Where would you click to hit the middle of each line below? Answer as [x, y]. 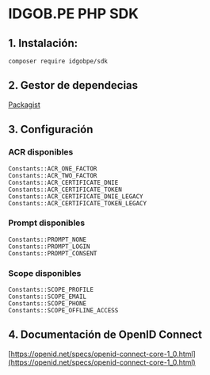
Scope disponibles [45, 273]
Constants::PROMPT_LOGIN [49, 247]
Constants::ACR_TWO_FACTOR [53, 175]
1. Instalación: [43, 43]
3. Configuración [51, 130]
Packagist [25, 105]
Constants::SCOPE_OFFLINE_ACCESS [63, 311]
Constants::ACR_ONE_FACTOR [53, 168]
